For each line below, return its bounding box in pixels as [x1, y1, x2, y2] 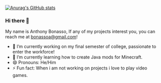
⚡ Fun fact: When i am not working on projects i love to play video [12, 65, 148, 71]
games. [12, 72, 28, 78]
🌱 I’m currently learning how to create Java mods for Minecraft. [12, 54, 143, 60]
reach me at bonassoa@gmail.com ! [5, 34, 78, 40]
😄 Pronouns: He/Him [12, 59, 56, 65]
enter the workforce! [12, 49, 55, 55]
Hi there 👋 [5, 17, 30, 24]
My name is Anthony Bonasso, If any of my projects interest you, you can [5, 28, 156, 34]
